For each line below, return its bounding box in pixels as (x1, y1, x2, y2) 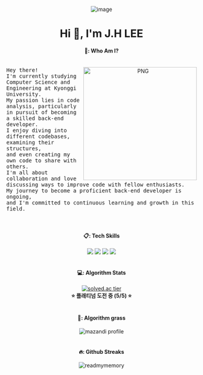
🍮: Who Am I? (84, 47, 119, 54)
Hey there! (6, 67, 39, 74)
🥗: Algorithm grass (77, 314, 126, 322)
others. (6, 163, 29, 170)
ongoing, (6, 194, 32, 200)
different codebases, (6, 133, 71, 140)
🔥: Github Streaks (79, 348, 124, 355)
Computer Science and (6, 79, 71, 86)
